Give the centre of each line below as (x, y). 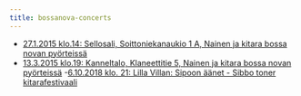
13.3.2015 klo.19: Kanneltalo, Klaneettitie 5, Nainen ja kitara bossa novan (157, 62)
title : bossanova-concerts (60, 18)
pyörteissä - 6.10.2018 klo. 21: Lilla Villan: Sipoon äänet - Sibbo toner (149, 72)
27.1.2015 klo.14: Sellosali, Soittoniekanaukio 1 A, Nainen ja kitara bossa (155, 43)
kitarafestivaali (50, 82)
